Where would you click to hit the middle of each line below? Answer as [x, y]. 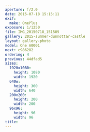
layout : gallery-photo [28, 41]
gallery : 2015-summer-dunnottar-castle [45, 37]
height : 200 [26, 100]
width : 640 [25, 90]
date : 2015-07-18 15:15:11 [32, 14]
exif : [10, 18]
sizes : [12, 63]
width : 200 [25, 104]
